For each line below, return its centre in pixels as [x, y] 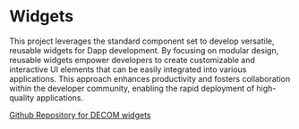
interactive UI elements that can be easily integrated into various [128, 69]
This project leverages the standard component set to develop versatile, [142, 41]
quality [22, 97]
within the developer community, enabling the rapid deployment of [132, 88]
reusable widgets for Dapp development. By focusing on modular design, [144, 50]
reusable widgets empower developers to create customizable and [132, 60]
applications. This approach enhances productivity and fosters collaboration [150, 78]
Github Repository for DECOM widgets [80, 115]
